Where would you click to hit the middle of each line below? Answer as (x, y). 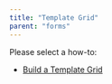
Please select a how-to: (53, 51)
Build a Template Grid (62, 70)
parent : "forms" (40, 26)
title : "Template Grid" (54, 18)
